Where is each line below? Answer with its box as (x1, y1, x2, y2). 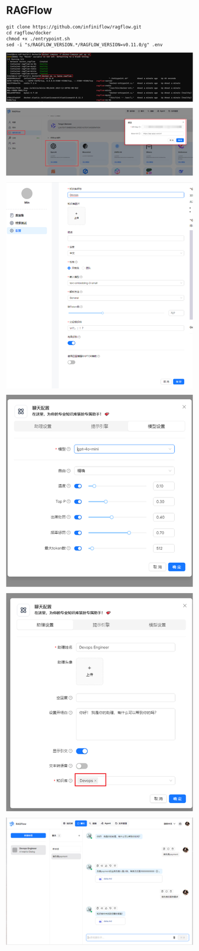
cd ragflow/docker (6, 30, 52, 36)
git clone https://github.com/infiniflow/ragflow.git (6, 24, 142, 30)
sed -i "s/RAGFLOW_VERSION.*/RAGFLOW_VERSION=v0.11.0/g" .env (6, 42, 163, 48)
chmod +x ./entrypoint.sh (6, 36, 70, 42)
